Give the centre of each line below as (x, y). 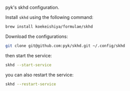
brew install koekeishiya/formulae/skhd (49, 27)
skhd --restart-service (31, 84)
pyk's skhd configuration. (32, 7)
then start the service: (29, 55)
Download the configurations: (37, 36)
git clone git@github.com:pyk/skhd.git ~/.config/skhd (65, 45)
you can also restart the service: (39, 75)
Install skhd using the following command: (49, 17)
